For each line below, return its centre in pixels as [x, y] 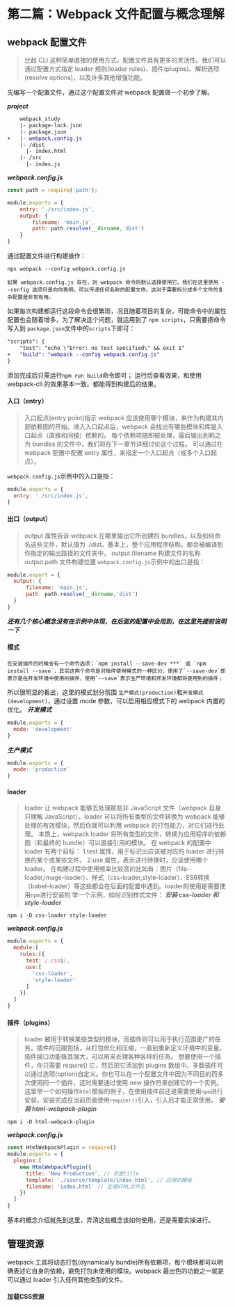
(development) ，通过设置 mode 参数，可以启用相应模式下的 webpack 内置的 [116, 700]
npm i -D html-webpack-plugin [51, 1122]
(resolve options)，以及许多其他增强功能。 [85, 78]
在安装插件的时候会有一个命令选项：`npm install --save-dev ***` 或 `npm [107, 664]
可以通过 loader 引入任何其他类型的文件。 [67, 1279]
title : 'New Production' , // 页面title [82, 1173]
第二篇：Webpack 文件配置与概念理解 [116, 14]
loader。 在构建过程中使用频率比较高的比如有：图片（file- [107, 869]
